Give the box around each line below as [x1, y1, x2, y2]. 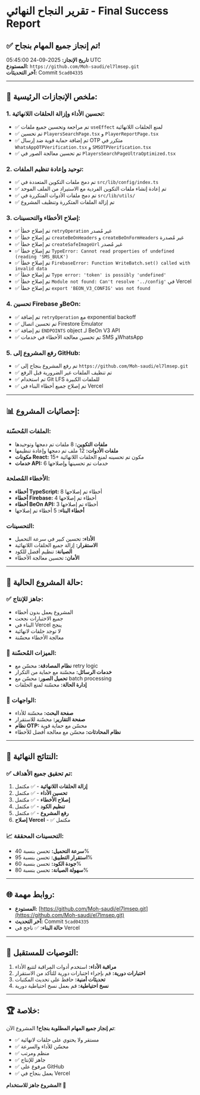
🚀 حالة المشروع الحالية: [6, 577, 83, 587]
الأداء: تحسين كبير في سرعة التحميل [14, 535, 95, 542]
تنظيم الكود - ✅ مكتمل [14, 803, 65, 810]
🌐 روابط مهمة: [6, 889, 55, 900]
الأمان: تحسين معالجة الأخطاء [14, 554, 80, 561]
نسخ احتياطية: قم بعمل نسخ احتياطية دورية [14, 982, 109, 990]
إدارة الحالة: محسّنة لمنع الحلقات [14, 681, 87, 688]
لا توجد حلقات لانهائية [14, 627, 61, 635]
